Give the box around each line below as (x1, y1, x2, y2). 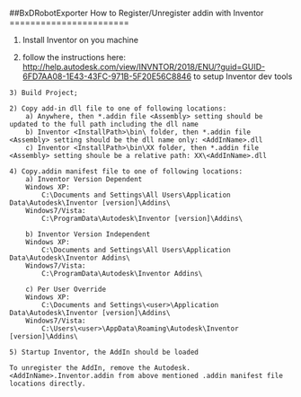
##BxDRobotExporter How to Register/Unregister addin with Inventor (9, 8, 264, 18)
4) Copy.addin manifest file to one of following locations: (9, 167, 243, 176)
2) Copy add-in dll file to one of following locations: (9, 104, 227, 113)
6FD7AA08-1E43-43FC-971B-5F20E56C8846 (22, 71, 191, 82)
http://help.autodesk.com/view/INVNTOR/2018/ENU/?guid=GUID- (22, 62, 266, 72)
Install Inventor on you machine (22, 35, 139, 45)
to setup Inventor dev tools (192, 71, 293, 82)
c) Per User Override (25, 285, 106, 294)
